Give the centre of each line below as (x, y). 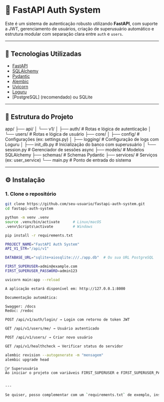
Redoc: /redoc (20, 311)
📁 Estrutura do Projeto (39, 117)
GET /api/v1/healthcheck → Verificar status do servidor (64, 346)
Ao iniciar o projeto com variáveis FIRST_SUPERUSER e (62, 373)
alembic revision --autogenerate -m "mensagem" (54, 355)
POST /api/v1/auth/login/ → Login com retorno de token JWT (68, 320)
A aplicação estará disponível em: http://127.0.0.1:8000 (65, 288)
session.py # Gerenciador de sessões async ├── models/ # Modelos (75, 149)
